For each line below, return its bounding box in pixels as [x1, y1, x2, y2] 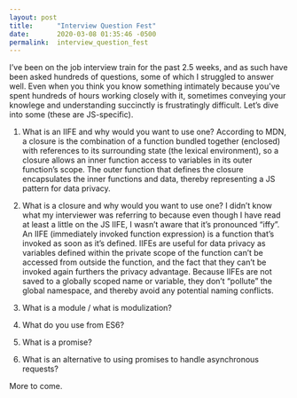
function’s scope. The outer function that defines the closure [21, 164, 244, 175]
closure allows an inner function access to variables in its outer [21, 155, 253, 165]
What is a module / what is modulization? [21, 303, 173, 314]
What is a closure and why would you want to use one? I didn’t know [21, 201, 273, 211]
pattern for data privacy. [21, 183, 111, 194]
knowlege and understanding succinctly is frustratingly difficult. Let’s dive [9, 99, 279, 111]
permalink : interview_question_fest [9, 37, 149, 47]
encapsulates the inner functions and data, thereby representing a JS [21, 174, 276, 185]
